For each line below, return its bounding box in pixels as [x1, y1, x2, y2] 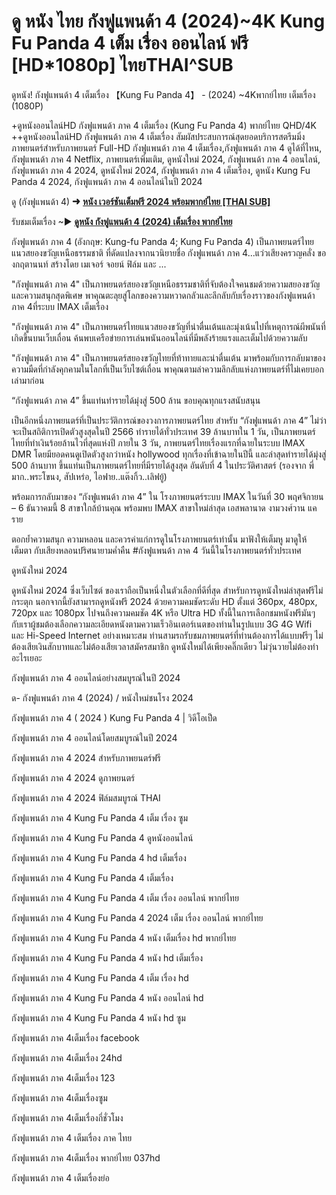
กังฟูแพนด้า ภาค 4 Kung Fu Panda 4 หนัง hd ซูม [11, 1011, 186, 1024]
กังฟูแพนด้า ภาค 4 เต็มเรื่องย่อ [11, 1171, 110, 1184]
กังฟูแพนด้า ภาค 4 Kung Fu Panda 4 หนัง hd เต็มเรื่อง [11, 951, 204, 964]
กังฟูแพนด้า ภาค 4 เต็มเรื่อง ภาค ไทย [11, 1131, 133, 1144]
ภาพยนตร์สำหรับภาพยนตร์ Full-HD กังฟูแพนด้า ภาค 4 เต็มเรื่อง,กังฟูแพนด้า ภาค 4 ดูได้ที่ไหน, [11, 141, 323, 154]
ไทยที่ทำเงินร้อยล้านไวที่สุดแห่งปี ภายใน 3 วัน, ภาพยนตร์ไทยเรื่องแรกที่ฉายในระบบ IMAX [11, 436, 306, 449]
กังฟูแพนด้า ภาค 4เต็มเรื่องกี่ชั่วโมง [11, 1111, 124, 1124]
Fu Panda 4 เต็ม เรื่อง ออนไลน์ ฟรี [11, 32, 249, 55]
